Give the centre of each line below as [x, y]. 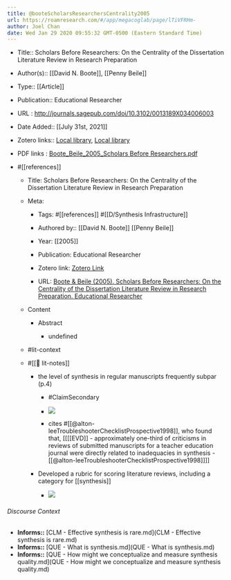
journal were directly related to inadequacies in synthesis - [132, 453]
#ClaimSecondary [74, 397]
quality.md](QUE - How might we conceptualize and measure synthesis [119, 562]
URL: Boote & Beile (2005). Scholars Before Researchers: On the [129, 281]
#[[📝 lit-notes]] [49, 363]
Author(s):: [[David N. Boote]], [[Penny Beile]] [82, 73]
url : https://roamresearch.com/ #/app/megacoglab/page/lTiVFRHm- [102, 20]
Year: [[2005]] [58, 241]
